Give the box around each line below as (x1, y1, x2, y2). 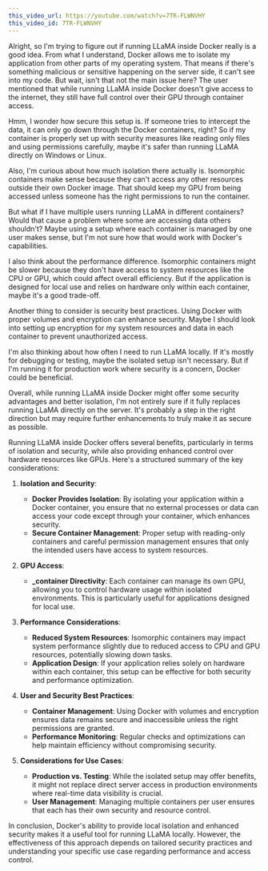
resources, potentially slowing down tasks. (31, 649, 173, 659)
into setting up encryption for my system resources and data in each (8, 323, 234, 332)
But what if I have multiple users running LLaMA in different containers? (8, 207, 244, 216)
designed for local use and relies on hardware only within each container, (8, 282, 250, 291)
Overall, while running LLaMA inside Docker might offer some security (8, 387, 240, 397)
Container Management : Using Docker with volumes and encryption (31, 706, 259, 716)
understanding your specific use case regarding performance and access (8, 846, 251, 856)
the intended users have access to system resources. (31, 545, 209, 555)
